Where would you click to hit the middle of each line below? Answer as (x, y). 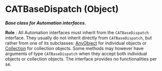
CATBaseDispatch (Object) (62, 9)
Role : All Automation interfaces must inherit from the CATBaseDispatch (77, 32)
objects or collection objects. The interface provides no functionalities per (81, 59)
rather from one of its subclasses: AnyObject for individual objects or (76, 43)
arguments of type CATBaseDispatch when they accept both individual (76, 54)
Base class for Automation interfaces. (46, 23)
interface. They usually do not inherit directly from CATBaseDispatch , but (79, 38)
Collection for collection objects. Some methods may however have (74, 48)
